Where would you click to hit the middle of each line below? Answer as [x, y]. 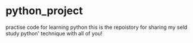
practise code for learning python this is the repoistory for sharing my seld [96, 27]
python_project [44, 11]
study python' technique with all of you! [54, 33]
